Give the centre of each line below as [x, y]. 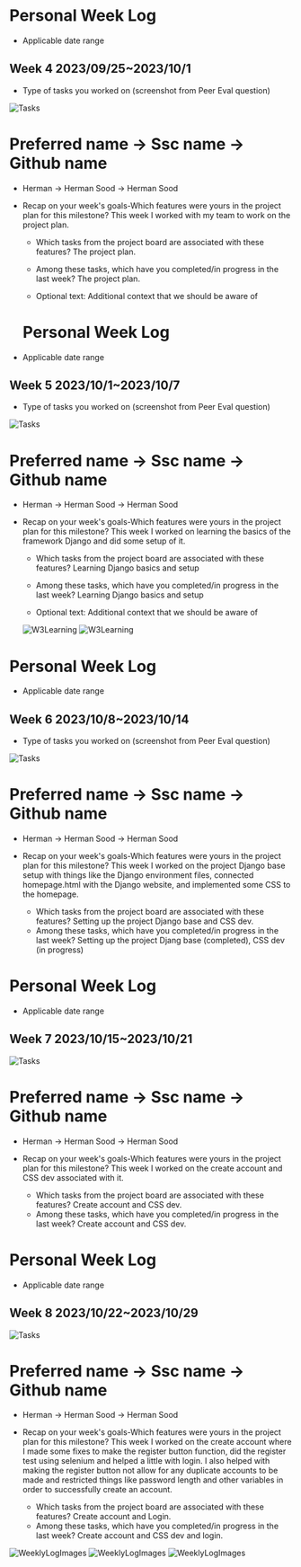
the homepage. [50, 894]
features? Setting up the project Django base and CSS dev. [145, 921]
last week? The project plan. [88, 279]
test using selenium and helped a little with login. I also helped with [146, 1461]
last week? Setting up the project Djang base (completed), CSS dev [160, 941]
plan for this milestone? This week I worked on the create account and [152, 1168]
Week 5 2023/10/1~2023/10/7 [95, 386]
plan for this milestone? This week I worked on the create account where [157, 1442]
